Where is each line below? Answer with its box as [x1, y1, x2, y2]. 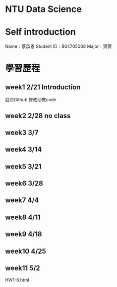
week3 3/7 [5, 128, 39, 137]
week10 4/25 [5, 247, 46, 255]
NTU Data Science [5, 3, 82, 15]
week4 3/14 [5, 145, 42, 154]
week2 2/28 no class [5, 111, 71, 120]
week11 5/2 [5, 264, 41, 273]
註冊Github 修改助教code [5, 97, 57, 103]
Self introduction [5, 26, 76, 38]
